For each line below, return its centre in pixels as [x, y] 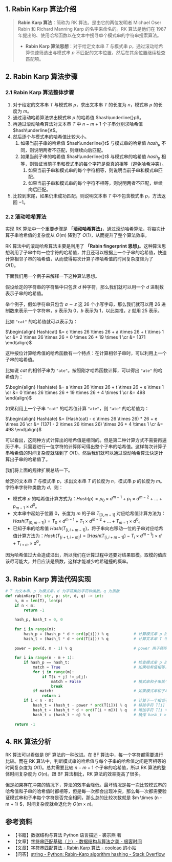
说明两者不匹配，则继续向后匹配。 [70, 150]
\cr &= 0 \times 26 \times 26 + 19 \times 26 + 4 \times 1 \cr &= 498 [75, 392]
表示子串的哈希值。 [26, 294]
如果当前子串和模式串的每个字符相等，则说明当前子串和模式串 [93, 170]
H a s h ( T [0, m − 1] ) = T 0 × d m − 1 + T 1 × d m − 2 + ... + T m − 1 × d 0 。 [78, 521]
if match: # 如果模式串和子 [99, 691]
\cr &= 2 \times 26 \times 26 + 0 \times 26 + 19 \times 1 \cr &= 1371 [76, 337]
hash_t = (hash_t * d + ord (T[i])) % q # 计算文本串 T [93, 638]
